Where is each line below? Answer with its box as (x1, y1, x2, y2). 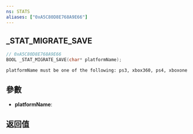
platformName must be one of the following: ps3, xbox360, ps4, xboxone (6, 68, 188, 73)
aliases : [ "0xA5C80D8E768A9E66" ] (6, 14, 88, 20)
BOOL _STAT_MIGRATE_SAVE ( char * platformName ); (6, 57, 122, 63)
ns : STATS (6, 8, 31, 15)
